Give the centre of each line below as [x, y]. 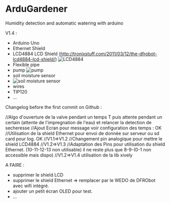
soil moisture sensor [34, 75]
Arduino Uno [26, 43]
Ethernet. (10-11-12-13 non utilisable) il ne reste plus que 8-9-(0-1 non [78, 149]
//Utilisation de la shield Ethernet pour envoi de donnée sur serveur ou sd [82, 133]
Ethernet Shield [29, 48]
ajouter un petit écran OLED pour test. [53, 191]
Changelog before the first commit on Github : [54, 107]
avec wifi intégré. [31, 186]
